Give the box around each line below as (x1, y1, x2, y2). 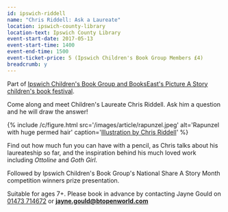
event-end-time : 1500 (7, 49, 69, 55)
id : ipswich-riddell (7, 10, 66, 17)
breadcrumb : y (7, 61, 48, 68)
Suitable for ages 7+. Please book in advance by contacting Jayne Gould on (7, 189, 221, 198)
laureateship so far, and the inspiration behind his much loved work (7, 148, 197, 157)
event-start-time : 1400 (7, 42, 75, 49)
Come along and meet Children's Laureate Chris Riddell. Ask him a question (7, 100, 221, 108)
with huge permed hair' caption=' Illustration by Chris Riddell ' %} (7, 128, 189, 136)
